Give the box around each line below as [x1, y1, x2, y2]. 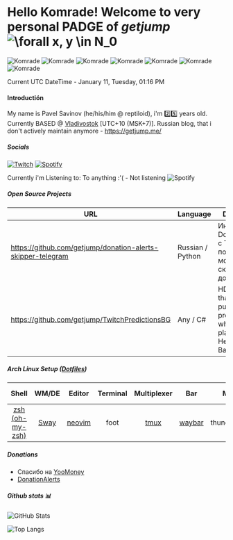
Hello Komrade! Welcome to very [7, 4, 201, 20]
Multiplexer [134, 388, 173, 398]
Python [178, 252, 201, 261]
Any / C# [178, 315, 207, 325]
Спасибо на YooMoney [17, 468, 85, 476]
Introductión [7, 93, 44, 101]
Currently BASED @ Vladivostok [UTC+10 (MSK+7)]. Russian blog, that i [7, 120, 212, 128]
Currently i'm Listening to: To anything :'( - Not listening [7, 174, 166, 182]
